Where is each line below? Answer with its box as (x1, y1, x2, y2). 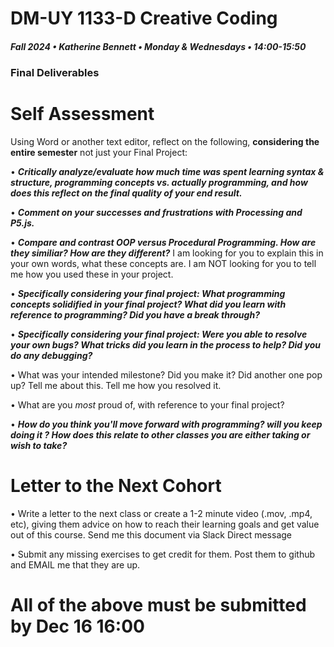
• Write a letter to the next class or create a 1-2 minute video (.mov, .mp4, (10, 508, 313, 520)
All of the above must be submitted (10, 594, 307, 617)
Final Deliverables (10, 66, 100, 80)
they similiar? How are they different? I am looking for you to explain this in (10, 247, 324, 259)
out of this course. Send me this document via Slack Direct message (10, 529, 293, 541)
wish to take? (10, 440, 68, 452)
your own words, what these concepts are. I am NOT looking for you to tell (10, 258, 317, 270)
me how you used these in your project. (10, 268, 174, 281)
